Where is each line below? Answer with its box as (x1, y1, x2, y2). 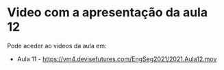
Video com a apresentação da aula (7, 5, 208, 20)
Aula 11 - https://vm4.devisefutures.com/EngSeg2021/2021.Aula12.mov (16, 54, 217, 63)
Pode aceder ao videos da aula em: (7, 41, 107, 50)
